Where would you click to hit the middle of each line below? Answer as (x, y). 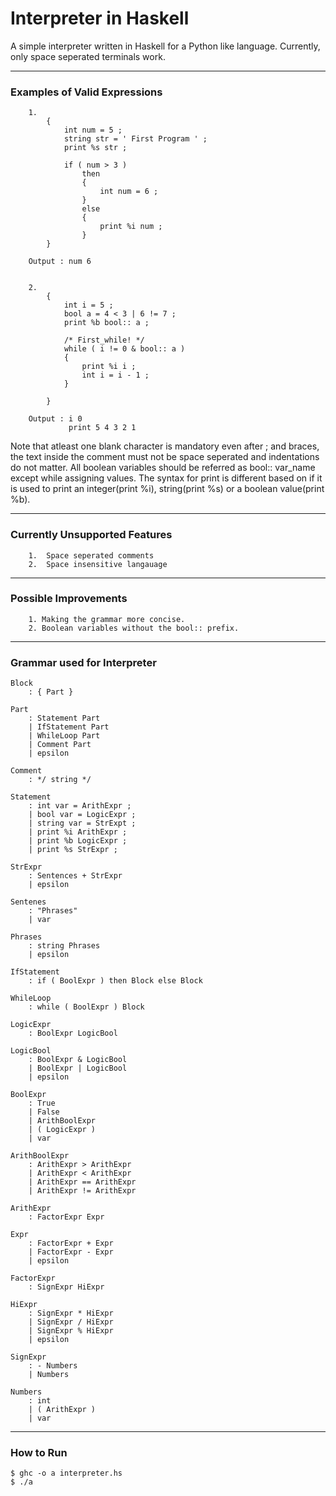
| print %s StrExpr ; (73, 850)
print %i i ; (109, 367)
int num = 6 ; (129, 192)
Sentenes (28, 902)
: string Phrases (64, 946)
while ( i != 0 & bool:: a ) (124, 349)
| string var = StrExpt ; (82, 823)
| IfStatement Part (69, 727)
